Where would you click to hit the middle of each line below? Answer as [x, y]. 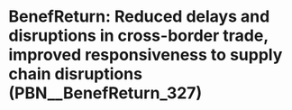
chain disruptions [76, 74]
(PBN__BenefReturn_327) [105, 93]
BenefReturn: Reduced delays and [139, 17]
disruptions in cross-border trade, [138, 36]
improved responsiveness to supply [146, 55]
